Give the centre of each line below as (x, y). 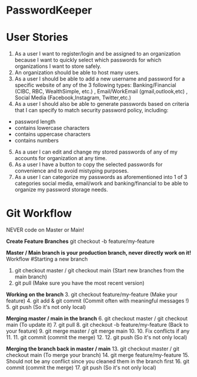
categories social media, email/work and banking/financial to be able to (101, 183)
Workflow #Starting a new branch (47, 259)
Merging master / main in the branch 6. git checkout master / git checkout (97, 318)
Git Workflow (39, 214)
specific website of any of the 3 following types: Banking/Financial (95, 85)
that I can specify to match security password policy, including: (91, 110)
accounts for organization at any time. (61, 158)
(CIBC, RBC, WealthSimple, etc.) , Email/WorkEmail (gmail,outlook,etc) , (101, 92)
